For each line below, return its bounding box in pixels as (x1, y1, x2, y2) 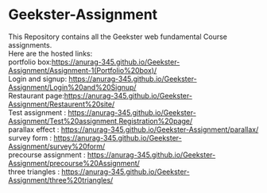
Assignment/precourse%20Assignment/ (8, 158, 141, 168)
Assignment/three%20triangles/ (8, 175, 114, 184)
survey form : (8, 133, 52, 142)
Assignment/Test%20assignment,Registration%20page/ (8, 116, 193, 125)
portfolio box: (8, 57, 52, 67)
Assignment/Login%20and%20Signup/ (8, 82, 137, 92)
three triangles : (8, 167, 60, 176)
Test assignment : (8, 107, 67, 117)
